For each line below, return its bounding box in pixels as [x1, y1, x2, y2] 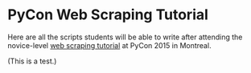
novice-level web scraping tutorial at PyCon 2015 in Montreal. [7, 40, 212, 50]
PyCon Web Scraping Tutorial [7, 6, 208, 24]
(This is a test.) [7, 56, 57, 66]
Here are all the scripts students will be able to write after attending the [7, 32, 243, 42]
